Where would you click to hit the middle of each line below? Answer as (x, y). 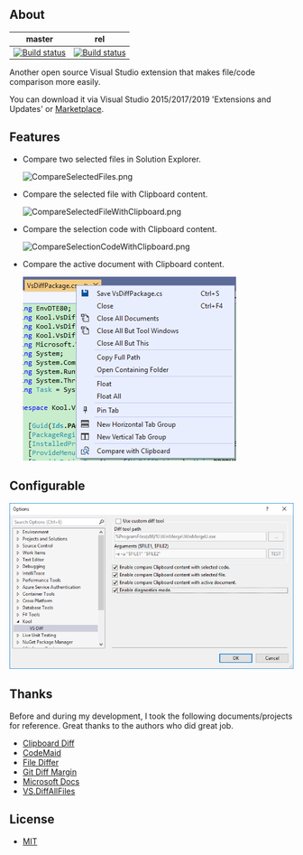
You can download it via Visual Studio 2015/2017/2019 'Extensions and (141, 99)
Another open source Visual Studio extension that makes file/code (132, 72)
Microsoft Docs (51, 781)
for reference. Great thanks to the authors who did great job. (122, 725)
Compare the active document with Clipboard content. (124, 264)
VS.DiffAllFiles (49, 791)
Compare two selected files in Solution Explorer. (111, 159)
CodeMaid (41, 752)
